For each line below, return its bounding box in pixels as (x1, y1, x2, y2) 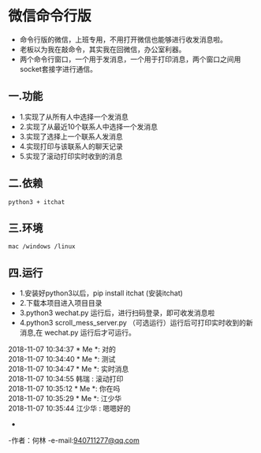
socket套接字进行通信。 (19, 64, 97, 73)
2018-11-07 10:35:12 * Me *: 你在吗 (8, 384, 121, 394)
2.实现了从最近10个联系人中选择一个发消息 (19, 121, 158, 131)
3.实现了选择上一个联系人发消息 (19, 132, 124, 141)
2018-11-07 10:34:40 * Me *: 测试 (8, 355, 116, 364)
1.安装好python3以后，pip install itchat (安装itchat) (19, 288, 184, 298)
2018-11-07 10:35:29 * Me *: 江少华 (8, 394, 122, 403)
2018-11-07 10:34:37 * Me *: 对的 (8, 344, 116, 355)
